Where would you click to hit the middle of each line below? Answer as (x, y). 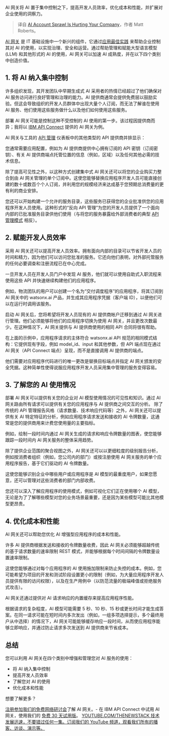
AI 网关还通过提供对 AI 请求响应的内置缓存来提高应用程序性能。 (71, 598)
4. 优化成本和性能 (32, 521)
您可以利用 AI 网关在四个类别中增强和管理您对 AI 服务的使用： (69, 658)
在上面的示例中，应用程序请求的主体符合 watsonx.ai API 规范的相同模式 (79, 337)
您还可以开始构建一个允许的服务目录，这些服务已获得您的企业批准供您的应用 (84, 201)
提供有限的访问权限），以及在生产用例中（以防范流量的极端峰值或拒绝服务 (86, 581)
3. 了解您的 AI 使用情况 (40, 385)
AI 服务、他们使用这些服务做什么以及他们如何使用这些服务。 (67, 109)
